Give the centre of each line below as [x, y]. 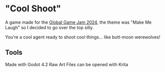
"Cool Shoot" [33, 9]
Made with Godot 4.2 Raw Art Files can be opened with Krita [67, 64]
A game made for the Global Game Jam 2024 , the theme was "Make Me [78, 22]
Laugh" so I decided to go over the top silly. [49, 27]
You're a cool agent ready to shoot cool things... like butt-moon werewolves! [83, 37]
